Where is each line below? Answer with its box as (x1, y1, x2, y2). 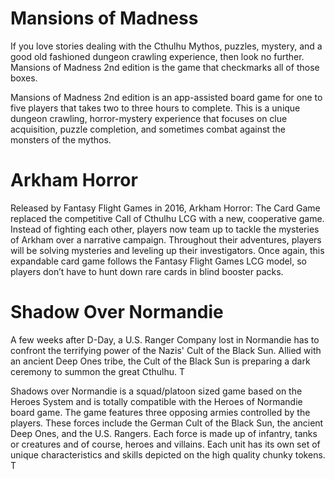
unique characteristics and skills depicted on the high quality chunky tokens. (10, 448, 326, 461)
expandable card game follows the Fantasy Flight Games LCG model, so (10, 255, 307, 267)
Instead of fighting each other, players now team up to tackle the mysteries (10, 223, 320, 235)
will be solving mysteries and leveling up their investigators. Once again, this (10, 244, 325, 256)
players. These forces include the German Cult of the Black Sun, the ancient (10, 417, 324, 429)
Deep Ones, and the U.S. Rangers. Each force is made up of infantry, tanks (10, 427, 318, 439)
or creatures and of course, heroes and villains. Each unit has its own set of (10, 438, 321, 450)
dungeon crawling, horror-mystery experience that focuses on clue (10, 112, 288, 124)
